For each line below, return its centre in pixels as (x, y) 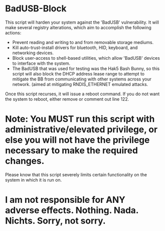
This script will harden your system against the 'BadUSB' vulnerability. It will (82, 22)
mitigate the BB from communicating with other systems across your (82, 79)
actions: (13, 33)
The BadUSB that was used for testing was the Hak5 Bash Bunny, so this (86, 68)
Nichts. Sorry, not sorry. (55, 221)
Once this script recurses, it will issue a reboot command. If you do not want (82, 94)
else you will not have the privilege (78, 140)
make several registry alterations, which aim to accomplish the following (78, 27)
